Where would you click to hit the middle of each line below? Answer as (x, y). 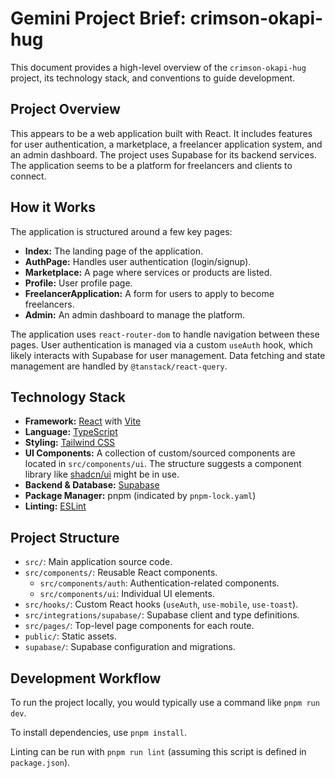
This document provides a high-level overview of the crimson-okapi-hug (158, 67)
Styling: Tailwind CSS (70, 443)
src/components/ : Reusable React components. (121, 573)
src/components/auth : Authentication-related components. (159, 583)
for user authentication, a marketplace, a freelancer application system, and (166, 144)
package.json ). (40, 762)
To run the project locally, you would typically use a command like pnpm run (165, 702)
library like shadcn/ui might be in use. (102, 474)
